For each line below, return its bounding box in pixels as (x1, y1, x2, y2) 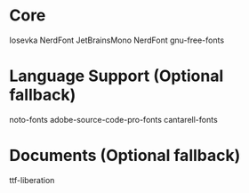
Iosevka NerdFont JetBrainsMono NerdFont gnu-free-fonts (9, 35, 225, 45)
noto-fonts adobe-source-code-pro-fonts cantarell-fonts (9, 114, 218, 125)
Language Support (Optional (9, 66, 224, 86)
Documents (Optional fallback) (9, 146, 241, 165)
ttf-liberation (9, 174, 55, 185)
